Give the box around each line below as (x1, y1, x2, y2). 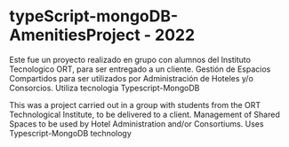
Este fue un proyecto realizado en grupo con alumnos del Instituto (9, 54, 252, 65)
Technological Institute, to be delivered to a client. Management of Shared (9, 109, 280, 120)
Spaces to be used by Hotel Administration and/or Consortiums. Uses (9, 118, 264, 129)
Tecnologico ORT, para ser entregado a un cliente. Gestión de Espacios (9, 64, 271, 74)
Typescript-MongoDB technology (9, 128, 132, 138)
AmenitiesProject (9, 25, 140, 45)
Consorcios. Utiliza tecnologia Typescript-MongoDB (9, 82, 200, 93)
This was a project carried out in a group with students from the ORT (9, 99, 261, 110)
